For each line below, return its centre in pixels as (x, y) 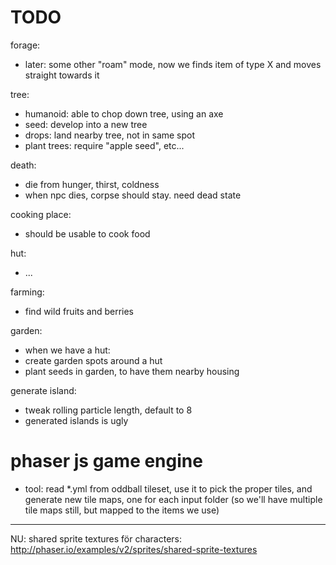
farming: (27, 292)
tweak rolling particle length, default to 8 (108, 410)
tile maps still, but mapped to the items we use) (122, 510)
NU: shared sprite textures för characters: (96, 538)
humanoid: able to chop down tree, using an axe (124, 113)
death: (23, 165)
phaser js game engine (106, 461)
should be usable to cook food (87, 233)
